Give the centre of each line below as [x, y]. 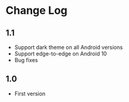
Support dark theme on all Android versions [68, 47]
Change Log [36, 11]
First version [30, 94]
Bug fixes [26, 60]
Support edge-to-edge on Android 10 [61, 54]
